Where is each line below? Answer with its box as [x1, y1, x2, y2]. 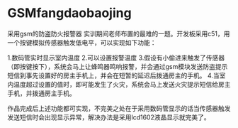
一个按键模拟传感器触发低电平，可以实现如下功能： [7, 38, 157, 47]
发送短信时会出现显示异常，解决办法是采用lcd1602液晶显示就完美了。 [7, 112, 210, 122]
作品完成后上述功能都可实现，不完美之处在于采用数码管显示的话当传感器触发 [7, 104, 231, 112]
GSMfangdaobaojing [7, 5, 132, 21]
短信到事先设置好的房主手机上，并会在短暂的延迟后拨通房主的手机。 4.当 [7, 71, 220, 80]
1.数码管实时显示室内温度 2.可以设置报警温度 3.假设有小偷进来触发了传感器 [7, 53, 225, 62]
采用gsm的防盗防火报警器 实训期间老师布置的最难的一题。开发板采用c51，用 [7, 29, 230, 38]
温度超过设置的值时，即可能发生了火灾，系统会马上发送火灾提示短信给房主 [13, 80, 231, 88]
